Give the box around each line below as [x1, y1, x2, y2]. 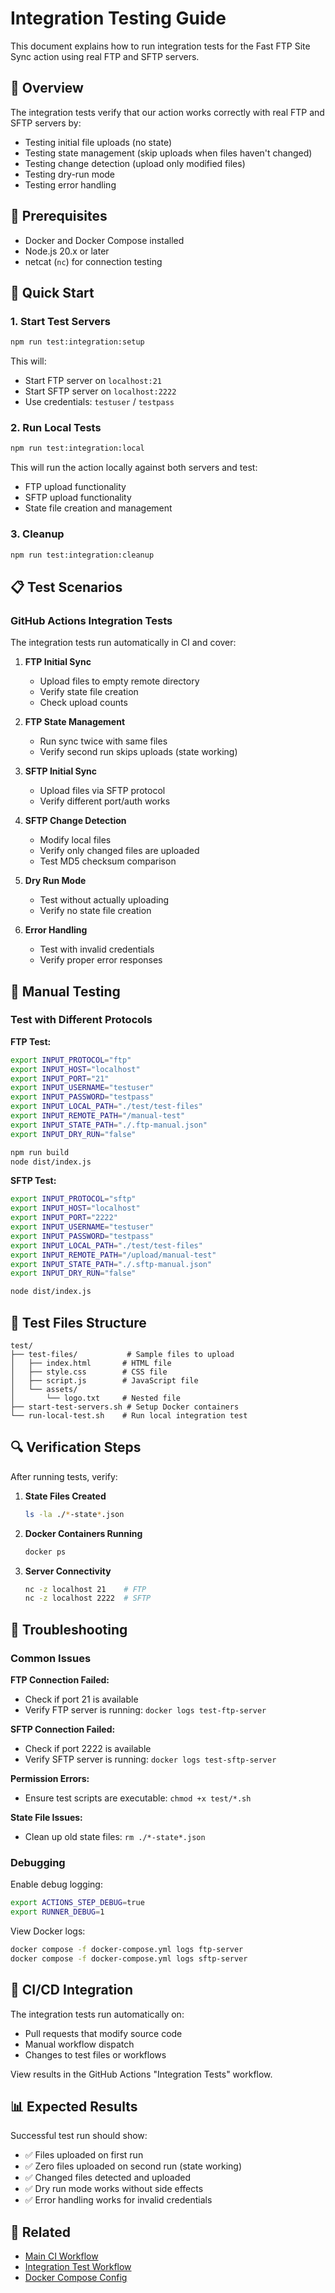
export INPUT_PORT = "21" [10, 1073, 110, 1084]
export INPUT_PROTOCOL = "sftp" [10, 1194, 137, 1204]
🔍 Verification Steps [10, 1439, 142, 1456]
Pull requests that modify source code [24, 2027, 183, 2039]
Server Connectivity [24, 1565, 112, 1577]
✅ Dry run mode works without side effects [24, 2183, 204, 2195]
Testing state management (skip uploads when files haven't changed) [24, 147, 313, 159]
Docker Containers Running [24, 1527, 143, 1539]
